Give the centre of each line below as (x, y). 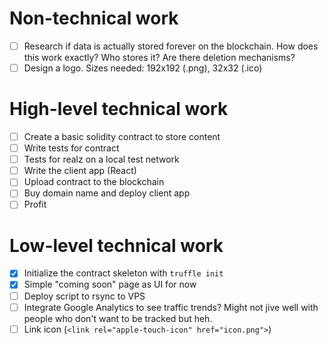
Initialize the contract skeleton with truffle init (123, 273)
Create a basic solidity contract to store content (122, 136)
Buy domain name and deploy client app (107, 193)
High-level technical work (119, 109)
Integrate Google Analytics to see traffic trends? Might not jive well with (171, 307)
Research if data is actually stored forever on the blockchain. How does (171, 46)
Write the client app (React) (80, 171)
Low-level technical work (116, 245)
